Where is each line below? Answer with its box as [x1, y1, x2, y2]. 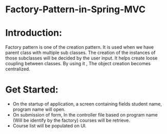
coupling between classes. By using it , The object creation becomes [5, 61, 151, 67]
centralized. [5, 66, 31, 72]
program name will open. [12, 106, 66, 112]
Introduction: [5, 27, 62, 39]
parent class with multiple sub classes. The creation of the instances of [5, 50, 156, 56]
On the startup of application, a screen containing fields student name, [12, 101, 162, 107]
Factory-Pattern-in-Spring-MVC [5, 4, 146, 15]
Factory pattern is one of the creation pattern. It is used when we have [5, 44, 154, 50]
